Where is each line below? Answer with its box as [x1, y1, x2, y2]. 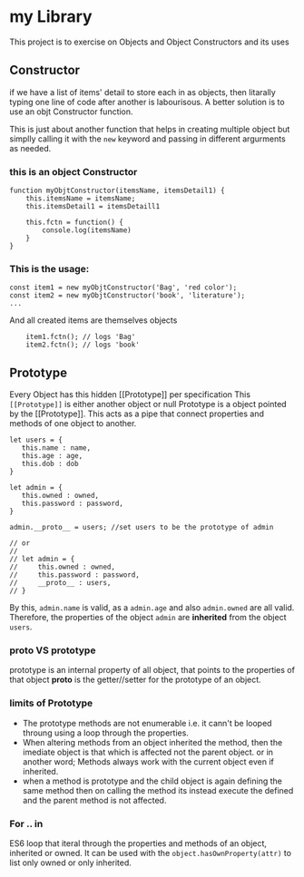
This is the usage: [9, 262, 90, 275]
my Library [9, 6, 93, 27]
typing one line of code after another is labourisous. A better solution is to [9, 96, 285, 107]
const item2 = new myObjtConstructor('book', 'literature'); [9, 291, 246, 300]
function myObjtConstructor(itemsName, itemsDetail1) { [9, 186, 225, 196]
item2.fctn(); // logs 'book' [25, 340, 141, 350]
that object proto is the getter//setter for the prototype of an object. [9, 674, 261, 686]
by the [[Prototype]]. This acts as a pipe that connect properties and [9, 408, 265, 419]
